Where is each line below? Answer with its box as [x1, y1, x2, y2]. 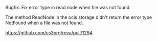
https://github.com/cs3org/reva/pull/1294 [5, 30, 93, 35]
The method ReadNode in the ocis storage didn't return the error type [5, 14, 152, 20]
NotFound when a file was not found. [5, 20, 83, 26]
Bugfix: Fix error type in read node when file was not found [5, 5, 130, 10]
